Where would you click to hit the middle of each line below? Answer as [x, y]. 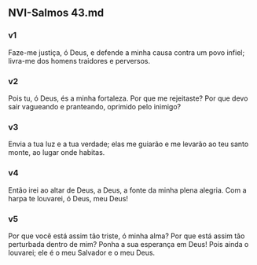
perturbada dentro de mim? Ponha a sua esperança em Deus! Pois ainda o [128, 244]
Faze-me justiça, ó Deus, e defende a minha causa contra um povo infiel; [127, 52]
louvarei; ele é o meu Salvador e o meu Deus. [82, 252]
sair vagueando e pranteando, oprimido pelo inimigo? [95, 106]
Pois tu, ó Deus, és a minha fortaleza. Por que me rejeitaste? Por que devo [128, 98]
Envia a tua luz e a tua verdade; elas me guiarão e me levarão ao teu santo [128, 144]
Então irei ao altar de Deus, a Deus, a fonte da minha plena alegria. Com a [127, 190]
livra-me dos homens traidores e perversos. [79, 61]
